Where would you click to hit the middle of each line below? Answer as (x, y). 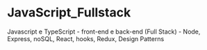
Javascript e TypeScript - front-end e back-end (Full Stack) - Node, (104, 32)
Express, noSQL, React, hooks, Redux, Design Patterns (86, 38)
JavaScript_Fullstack (69, 13)
